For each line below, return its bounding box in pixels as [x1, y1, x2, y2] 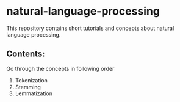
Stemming [15, 83, 41, 90]
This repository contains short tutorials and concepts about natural [6, 24, 175, 32]
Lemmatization [15, 90, 53, 97]
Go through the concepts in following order [6, 65, 115, 72]
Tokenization [15, 76, 48, 84]
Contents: [6, 49, 45, 59]
